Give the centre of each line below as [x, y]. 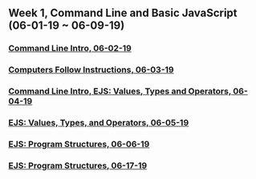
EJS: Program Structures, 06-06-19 [79, 144]
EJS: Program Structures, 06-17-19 [78, 165]
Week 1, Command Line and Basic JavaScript [123, 13]
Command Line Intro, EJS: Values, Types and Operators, [120, 91]
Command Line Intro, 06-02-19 [70, 49]
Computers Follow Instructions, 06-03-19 [91, 70]
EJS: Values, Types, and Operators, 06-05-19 [99, 123]
